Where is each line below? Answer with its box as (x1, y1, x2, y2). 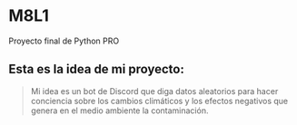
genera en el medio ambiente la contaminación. (30, 105, 209, 116)
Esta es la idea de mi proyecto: (8, 62, 185, 77)
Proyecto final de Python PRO (8, 35, 120, 46)
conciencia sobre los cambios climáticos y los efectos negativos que (30, 95, 288, 106)
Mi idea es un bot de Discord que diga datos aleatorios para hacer (30, 85, 279, 96)
